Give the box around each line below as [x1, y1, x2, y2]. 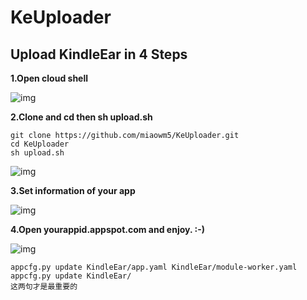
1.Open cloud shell [10, 72, 89, 84]
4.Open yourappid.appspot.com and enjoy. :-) [10, 224, 205, 235]
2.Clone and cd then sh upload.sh [10, 111, 153, 123]
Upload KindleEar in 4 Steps [10, 46, 188, 63]
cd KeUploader [10, 139, 70, 149]
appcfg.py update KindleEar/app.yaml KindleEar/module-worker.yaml [10, 262, 298, 272]
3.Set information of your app [10, 185, 136, 196]
